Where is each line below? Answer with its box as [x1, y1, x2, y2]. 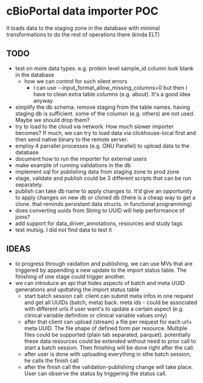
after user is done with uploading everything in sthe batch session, [24, 350, 191, 357]
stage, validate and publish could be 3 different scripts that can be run [15, 174, 191, 182]
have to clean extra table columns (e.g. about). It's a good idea [33, 90, 190, 98]
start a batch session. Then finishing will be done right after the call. [24, 343, 194, 351]
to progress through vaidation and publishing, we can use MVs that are [15, 260, 193, 267]
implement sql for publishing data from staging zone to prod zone [15, 168, 179, 175]
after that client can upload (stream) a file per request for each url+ [24, 318, 193, 325]
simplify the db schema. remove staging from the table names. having [15, 103, 190, 111]
